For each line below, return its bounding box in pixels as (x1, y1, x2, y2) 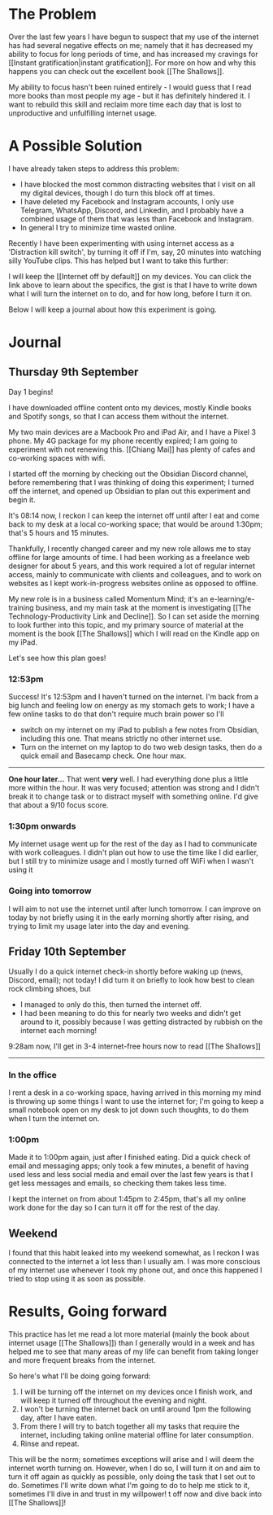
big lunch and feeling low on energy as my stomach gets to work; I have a (8, 701, 255, 711)
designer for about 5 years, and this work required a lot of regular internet (8, 561, 256, 571)
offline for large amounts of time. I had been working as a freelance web (8, 552, 250, 562)
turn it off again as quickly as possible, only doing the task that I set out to (8, 1471, 256, 1482)
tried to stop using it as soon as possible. (8, 1273, 146, 1283)
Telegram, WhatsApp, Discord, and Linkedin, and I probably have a (19, 205, 245, 215)
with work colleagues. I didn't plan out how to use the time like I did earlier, (8, 847, 258, 857)
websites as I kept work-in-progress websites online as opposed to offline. (8, 578, 258, 588)
